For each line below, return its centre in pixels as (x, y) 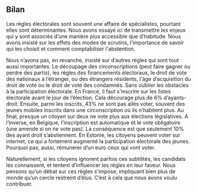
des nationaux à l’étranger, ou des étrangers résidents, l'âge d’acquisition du (98, 79)
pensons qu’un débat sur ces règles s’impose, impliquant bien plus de (91, 171)
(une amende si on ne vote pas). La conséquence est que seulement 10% (95, 129)
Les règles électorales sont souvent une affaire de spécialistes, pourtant (94, 23)
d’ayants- (175, 97)
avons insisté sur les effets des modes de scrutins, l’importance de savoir (95, 42)
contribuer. (19, 184)
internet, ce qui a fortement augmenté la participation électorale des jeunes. (98, 141)
